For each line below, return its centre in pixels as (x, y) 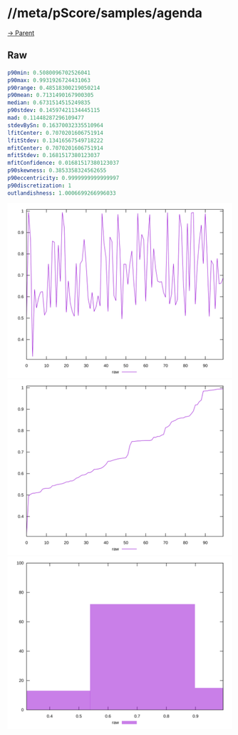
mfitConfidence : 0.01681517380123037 (63, 163)
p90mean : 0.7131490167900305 (51, 95)
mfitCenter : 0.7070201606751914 (55, 148)
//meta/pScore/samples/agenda (105, 13)
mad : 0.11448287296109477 (46, 118)
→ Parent (21, 33)
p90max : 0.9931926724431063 (49, 80)
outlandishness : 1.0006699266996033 (62, 193)
